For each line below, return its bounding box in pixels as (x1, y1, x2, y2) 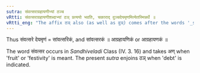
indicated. (6, 61, 31, 68)
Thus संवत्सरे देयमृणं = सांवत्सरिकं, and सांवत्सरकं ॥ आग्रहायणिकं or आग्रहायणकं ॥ (6, 36, 168, 43)
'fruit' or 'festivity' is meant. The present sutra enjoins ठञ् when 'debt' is (6, 55, 182, 62)
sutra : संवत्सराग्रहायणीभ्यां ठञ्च (6, 8, 64, 15)
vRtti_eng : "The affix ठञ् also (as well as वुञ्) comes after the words (6, 20, 185, 26)
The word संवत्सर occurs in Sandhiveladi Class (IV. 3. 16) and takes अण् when (6, 48, 190, 55)
